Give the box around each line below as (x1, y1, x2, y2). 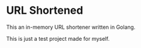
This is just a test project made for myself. (6, 35, 110, 42)
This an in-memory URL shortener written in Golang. (6, 23, 136, 31)
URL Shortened (6, 4, 83, 17)
